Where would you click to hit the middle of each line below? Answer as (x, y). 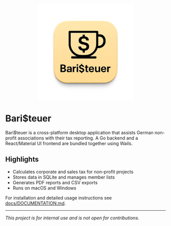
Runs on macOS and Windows (44, 188)
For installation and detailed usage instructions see (59, 197)
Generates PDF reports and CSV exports (55, 182)
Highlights (22, 160)
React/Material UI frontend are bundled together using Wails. (69, 143)
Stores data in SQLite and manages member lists (64, 177)
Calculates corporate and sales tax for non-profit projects (73, 172)
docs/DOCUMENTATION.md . (36, 203)
